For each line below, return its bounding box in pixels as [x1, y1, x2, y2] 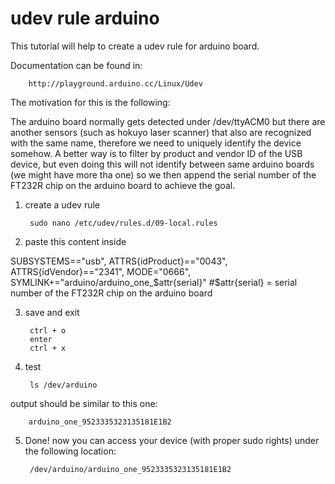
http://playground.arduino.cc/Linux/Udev [28, 78, 203, 89]
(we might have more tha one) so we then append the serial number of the [10, 168, 317, 181]
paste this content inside [24, 235, 127, 247]
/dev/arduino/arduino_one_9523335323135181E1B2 [29, 464, 232, 474]
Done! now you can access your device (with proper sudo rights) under [24, 434, 320, 446]
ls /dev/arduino [29, 380, 98, 390]
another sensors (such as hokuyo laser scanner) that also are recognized [10, 126, 312, 138]
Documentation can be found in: [10, 59, 143, 71]
